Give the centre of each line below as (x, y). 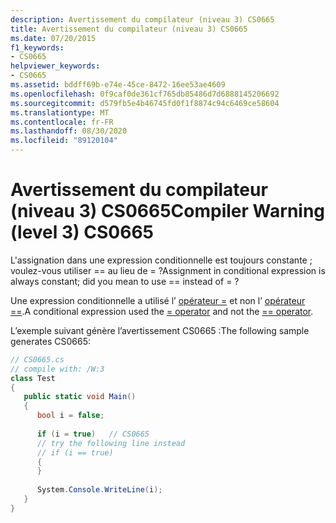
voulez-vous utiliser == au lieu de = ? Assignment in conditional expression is (168, 270)
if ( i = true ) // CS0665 (93, 434)
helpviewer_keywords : (55, 66)
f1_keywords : (37, 47)
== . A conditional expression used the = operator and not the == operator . (162, 311)
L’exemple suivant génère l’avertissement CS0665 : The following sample (160, 330)
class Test (33, 378)
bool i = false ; (70, 416)
